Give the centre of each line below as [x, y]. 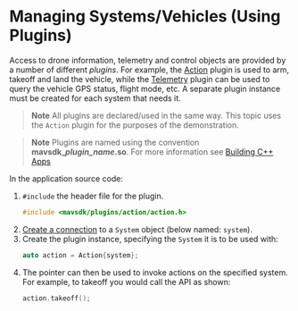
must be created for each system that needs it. [95, 98]
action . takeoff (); [56, 298]
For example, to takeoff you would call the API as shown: [126, 282]
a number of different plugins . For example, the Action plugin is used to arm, [149, 70]
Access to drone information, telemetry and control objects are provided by [148, 60]
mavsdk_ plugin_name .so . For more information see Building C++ [152, 151]
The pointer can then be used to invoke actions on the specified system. [155, 272]
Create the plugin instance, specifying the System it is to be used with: [150, 239]
